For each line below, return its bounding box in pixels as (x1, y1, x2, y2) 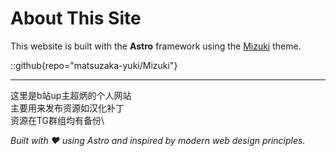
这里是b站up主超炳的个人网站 (10, 89, 132, 101)
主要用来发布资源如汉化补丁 (10, 102, 125, 114)
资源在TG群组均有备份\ (10, 114, 105, 126)
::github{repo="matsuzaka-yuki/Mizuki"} (10, 59, 178, 71)
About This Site (10, 7, 142, 30)
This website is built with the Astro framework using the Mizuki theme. (10, 40, 302, 52)
